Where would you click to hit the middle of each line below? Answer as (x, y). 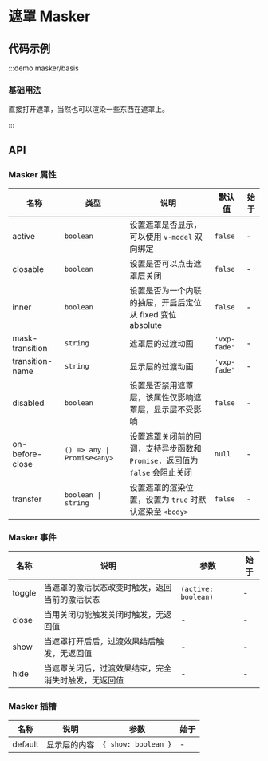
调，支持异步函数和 (166, 448)
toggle (24, 593)
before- (27, 454)
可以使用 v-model (161, 237)
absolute (146, 325)
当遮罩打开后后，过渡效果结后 (100, 642)
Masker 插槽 (33, 707)
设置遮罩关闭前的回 (166, 436)
